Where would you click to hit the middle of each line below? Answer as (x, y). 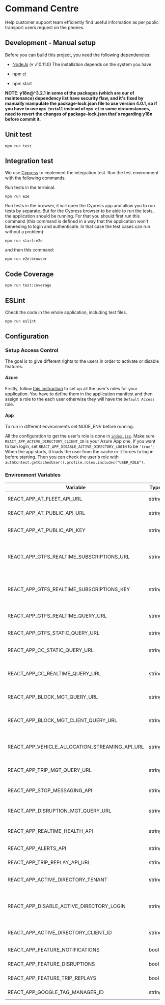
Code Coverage (29, 274)
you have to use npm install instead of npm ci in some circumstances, (78, 108)
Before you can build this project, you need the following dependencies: (78, 55)
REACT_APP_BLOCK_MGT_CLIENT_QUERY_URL (62, 721)
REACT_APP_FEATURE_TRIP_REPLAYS (52, 978)
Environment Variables (33, 475)
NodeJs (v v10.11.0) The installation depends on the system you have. (82, 64)
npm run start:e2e (24, 241)
